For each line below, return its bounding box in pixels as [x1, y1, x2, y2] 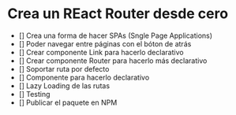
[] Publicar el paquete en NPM [18, 98, 118, 107]
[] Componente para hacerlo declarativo [18, 72, 150, 82]
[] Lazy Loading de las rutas [18, 80, 111, 91]
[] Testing [18, 89, 51, 98]
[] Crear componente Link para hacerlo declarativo [18, 47, 184, 57]
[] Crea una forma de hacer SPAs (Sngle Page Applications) [18, 31, 213, 40]
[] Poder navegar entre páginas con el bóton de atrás [18, 39, 192, 48]
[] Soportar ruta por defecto [18, 64, 110, 73]
